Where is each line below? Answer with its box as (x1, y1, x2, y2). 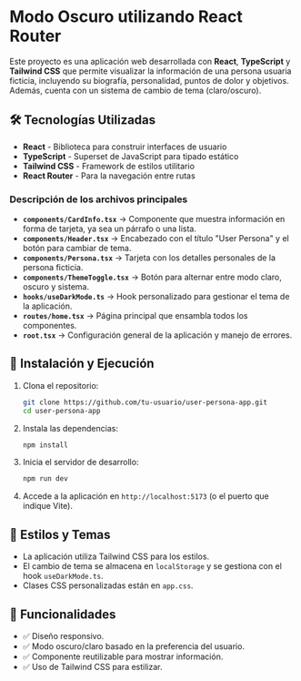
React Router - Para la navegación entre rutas (22, 170, 196, 181)
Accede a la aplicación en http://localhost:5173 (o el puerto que (22, 491, 270, 502)
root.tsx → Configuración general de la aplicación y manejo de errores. (22, 330, 293, 340)
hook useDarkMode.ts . (22, 571, 104, 582)
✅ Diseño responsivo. (22, 630, 105, 641)
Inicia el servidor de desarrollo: (22, 457, 139, 468)
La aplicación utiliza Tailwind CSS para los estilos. (22, 551, 210, 562)
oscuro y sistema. (22, 281, 89, 292)
